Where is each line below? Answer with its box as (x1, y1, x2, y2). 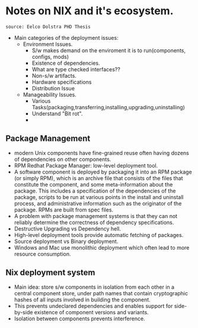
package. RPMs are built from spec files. (14, 206, 114, 213)
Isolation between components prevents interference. (14, 315, 146, 322)
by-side (14, 308, 33, 316)
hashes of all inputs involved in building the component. (14, 296, 151, 303)
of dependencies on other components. (14, 156, 111, 163)
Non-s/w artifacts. (31, 72, 76, 79)
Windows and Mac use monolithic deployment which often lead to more (14, 244, 190, 251)
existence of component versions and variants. (34, 308, 149, 316)
